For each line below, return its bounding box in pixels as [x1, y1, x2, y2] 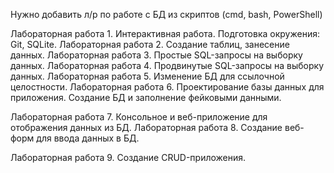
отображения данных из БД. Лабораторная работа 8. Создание [10, 122, 283, 133]
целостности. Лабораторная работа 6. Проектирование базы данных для [10, 81, 325, 93]
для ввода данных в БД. [36, 132, 140, 144]
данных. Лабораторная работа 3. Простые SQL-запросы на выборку [10, 49, 303, 61]
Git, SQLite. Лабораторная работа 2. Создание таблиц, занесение [10, 39, 290, 50]
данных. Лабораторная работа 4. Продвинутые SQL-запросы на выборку [10, 60, 325, 71]
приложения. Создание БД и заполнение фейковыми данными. [10, 92, 282, 103]
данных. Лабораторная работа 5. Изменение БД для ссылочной [10, 70, 285, 82]
